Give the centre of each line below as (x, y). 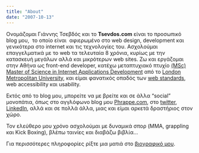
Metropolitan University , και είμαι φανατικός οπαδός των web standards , (96, 78)
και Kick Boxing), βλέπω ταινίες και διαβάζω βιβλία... (72, 132)
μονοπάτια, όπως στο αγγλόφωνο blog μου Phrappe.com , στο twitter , (91, 102)
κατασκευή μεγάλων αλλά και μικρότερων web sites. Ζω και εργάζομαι (95, 59)
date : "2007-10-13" (30, 17)
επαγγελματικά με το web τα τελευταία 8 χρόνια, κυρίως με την (86, 53)
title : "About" (25, 12)
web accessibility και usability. (44, 84)
